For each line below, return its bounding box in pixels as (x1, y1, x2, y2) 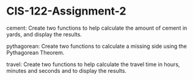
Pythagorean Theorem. (6, 48, 65, 56)
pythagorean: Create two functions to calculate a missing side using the (6, 42, 188, 50)
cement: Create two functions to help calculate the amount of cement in (6, 24, 188, 32)
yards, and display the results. (6, 30, 82, 38)
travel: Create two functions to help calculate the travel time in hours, (6, 61, 180, 68)
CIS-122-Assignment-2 (6, 4, 126, 18)
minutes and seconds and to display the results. (6, 67, 127, 74)
